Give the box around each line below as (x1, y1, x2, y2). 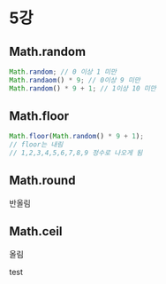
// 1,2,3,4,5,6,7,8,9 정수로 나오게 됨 (9, 148, 143, 158)
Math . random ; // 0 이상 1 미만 (9, 67, 117, 76)
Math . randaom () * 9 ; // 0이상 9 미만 (9, 75, 141, 84)
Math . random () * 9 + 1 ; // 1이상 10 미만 (9, 83, 156, 93)
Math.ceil (9, 224, 63, 240)
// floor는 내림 (9, 140, 64, 149)
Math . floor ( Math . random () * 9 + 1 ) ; (9, 132, 144, 141)
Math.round (9, 173, 76, 188)
